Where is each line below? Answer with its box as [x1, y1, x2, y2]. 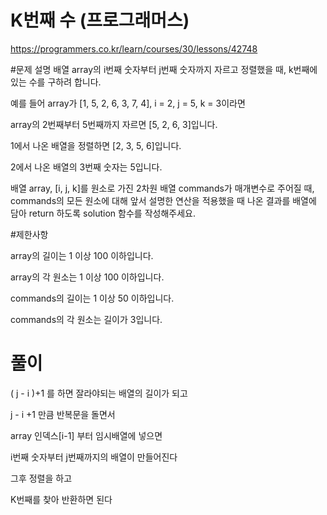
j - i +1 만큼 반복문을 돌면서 [10, 408, 116, 420]
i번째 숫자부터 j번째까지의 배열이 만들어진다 [10, 451, 178, 463]
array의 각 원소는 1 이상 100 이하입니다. [10, 271, 165, 283]
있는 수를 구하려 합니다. [10, 76, 102, 88]
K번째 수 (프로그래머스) [10, 9, 190, 32]
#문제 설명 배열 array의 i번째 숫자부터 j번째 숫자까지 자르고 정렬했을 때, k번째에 [10, 63, 318, 75]
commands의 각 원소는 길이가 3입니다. [10, 313, 163, 325]
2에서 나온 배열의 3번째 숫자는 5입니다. [10, 161, 163, 173]
